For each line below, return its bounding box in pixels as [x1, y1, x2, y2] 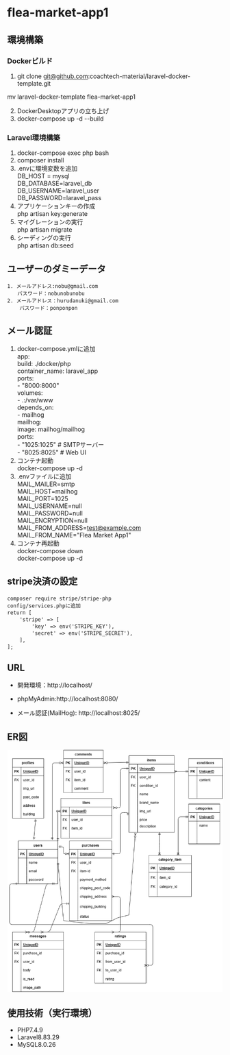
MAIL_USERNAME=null [16, 502, 82, 510]
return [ [7, 609, 32, 616]
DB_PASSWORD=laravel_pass [16, 194, 101, 202]
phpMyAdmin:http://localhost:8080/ [16, 694, 118, 703]
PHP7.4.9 [16, 1026, 43, 1034]
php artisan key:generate [16, 210, 88, 218]
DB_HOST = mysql [16, 172, 70, 180]
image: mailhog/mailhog [16, 425, 86, 433]
